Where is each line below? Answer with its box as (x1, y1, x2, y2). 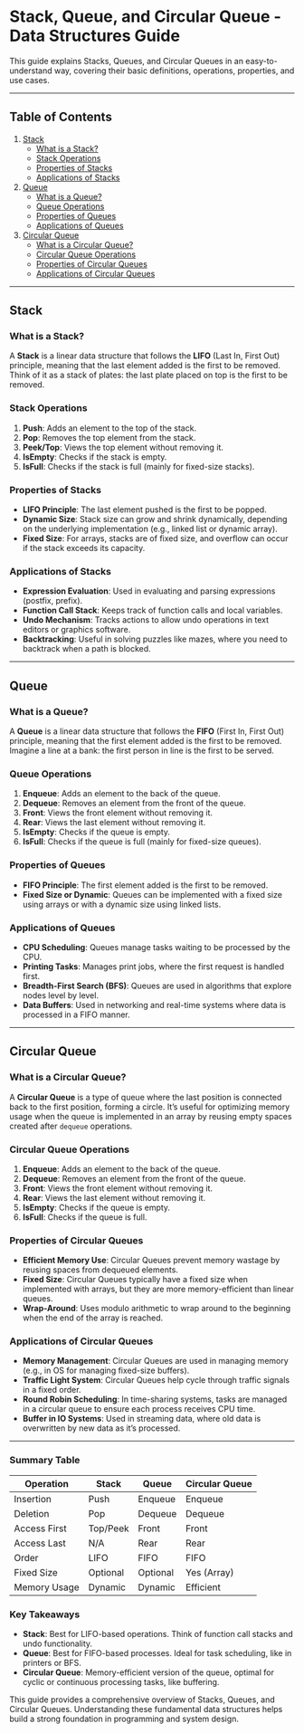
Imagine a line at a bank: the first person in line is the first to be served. (9, 745, 274, 757)
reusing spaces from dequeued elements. (22, 1264, 179, 1275)
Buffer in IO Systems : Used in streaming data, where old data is (22, 1414, 261, 1424)
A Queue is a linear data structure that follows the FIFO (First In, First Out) (9, 726, 285, 737)
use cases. (9, 74, 50, 85)
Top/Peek (88, 1522, 129, 1535)
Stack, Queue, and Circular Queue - (9, 6, 282, 27)
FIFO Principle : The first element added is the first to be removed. (22, 880, 269, 890)
